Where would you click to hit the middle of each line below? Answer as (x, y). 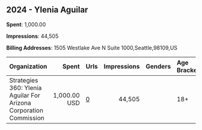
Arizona (20, 103)
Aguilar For (25, 95)
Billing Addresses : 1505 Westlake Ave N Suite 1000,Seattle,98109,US (92, 48)
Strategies (24, 80)
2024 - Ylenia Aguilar (47, 10)
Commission (27, 118)
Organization (28, 66)
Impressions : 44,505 (32, 36)
